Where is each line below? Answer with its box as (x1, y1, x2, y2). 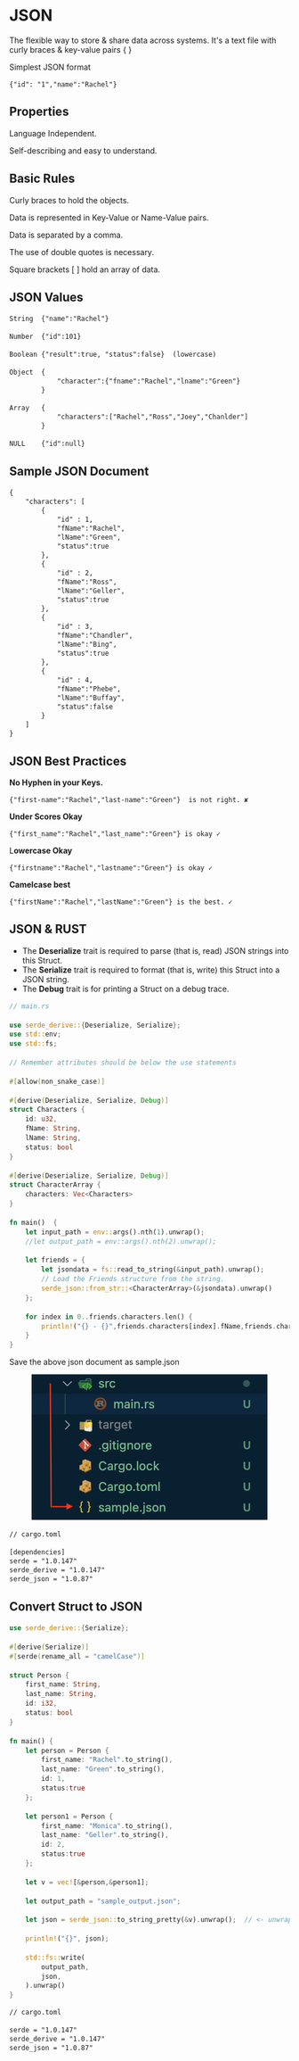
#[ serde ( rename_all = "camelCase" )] (9, 1651, 145, 1660)
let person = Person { (25, 1746, 109, 1755)
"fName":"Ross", (56, 577, 117, 587)
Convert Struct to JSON (9, 1599, 143, 1614)
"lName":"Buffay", (56, 693, 125, 703)
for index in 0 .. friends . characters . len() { (25, 1312, 193, 1321)
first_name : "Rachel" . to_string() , (41, 1755, 174, 1765)
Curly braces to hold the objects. (9, 195, 130, 205)
